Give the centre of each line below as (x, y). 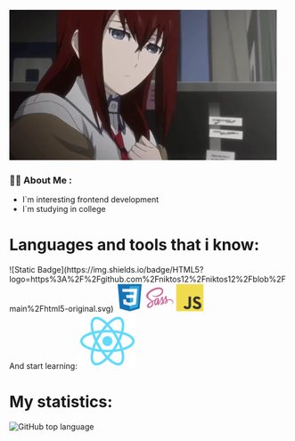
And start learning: (43, 366)
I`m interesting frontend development (90, 200)
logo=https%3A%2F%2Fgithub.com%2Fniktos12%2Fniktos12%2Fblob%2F (148, 279)
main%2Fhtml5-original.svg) (61, 309)
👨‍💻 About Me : (41, 180)
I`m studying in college (64, 209)
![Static (22, 270)
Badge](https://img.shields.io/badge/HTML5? (120, 270)
